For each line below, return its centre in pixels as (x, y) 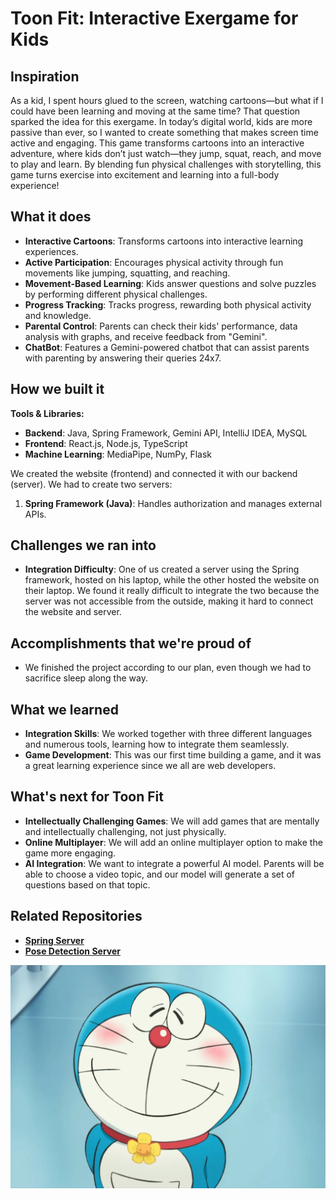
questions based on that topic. (87, 884)
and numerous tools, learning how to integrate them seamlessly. (157, 744)
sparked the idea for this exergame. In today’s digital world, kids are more (161, 121)
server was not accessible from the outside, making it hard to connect (169, 601)
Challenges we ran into (83, 545)
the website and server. (73, 612)
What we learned (64, 709)
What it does (51, 217)
